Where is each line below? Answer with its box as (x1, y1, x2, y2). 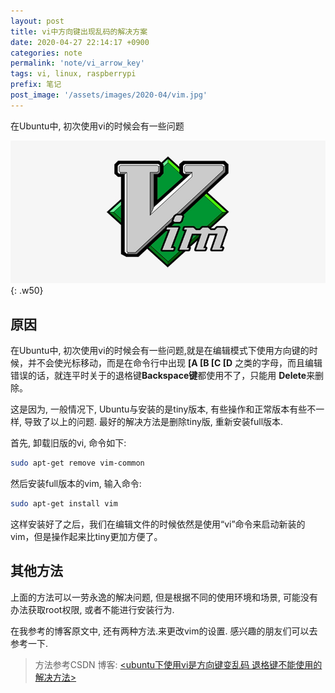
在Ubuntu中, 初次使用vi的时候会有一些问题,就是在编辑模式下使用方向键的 (10, 345, 310, 357)
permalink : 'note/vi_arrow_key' (10, 58, 145, 69)
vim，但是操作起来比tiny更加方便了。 (10, 530, 163, 542)
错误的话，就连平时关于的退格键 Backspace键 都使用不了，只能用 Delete (10, 370, 307, 382)
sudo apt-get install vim (10, 499, 118, 509)
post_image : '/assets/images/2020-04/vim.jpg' (10, 90, 208, 100)
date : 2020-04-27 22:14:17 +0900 (10, 37, 150, 47)
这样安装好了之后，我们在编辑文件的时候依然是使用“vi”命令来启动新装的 (10, 518, 306, 530)
